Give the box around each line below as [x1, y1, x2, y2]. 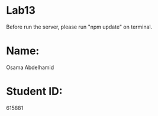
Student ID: [6, 84, 63, 98]
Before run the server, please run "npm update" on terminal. [6, 23, 153, 30]
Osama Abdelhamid [6, 64, 54, 71]
